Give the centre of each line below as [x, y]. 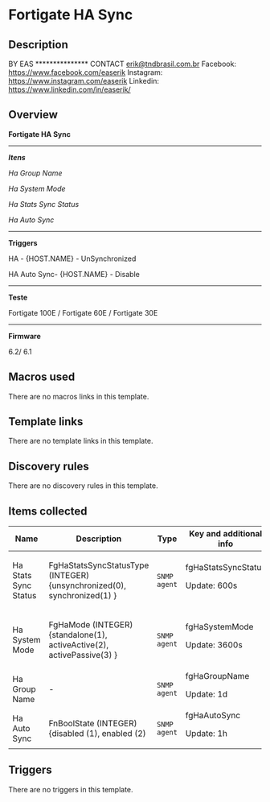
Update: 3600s [214, 645]
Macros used [42, 377]
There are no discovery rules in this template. [83, 486]
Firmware [25, 336]
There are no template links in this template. [81, 441]
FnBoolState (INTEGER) [93, 724]
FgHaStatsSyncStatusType [99, 565]
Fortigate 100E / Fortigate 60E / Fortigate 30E [83, 312]
